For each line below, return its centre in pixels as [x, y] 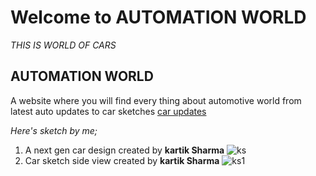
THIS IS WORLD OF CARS [63, 45]
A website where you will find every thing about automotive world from [156, 100]
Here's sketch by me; [54, 130]
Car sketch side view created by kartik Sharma [122, 160]
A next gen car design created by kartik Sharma [124, 150]
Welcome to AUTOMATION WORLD [158, 17]
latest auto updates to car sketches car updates [108, 111]
